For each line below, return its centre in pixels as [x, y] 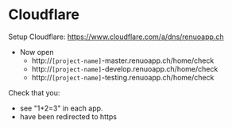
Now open [37, 52]
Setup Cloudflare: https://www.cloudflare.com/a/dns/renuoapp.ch [116, 37]
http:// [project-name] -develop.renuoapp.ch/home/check [125, 68]
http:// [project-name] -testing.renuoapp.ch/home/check [123, 77]
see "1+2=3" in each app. [61, 108]
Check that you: [34, 92]
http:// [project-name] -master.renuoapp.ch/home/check [123, 60]
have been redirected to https [68, 116]
